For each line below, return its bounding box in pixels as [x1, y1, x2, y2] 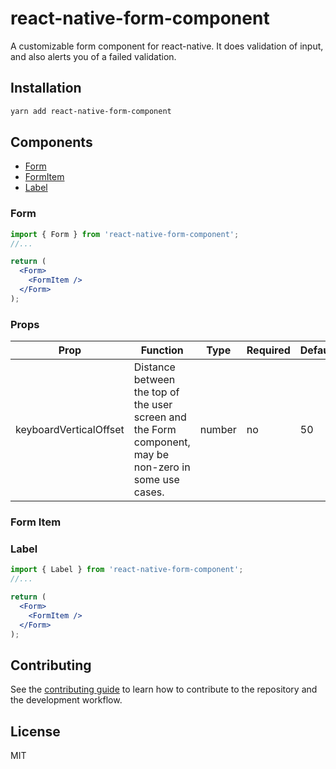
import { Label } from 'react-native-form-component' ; [10, 565, 244, 575]
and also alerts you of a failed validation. [10, 50, 177, 62]
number [199, 423, 237, 437]
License [10, 723, 61, 740]
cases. [133, 485, 165, 499]
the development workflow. [10, 694, 123, 706]
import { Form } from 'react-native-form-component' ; [10, 229, 240, 239]
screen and [133, 410, 187, 424]
